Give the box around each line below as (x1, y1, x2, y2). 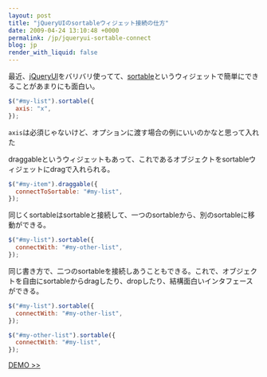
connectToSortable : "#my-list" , (15, 188, 124, 196)
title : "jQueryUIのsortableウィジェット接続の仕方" (8, 19, 169, 27)
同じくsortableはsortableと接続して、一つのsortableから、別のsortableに (8, 210, 249, 220)
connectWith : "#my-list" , (15, 339, 102, 347)
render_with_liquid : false (8, 49, 98, 56)
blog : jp (8, 41, 37, 49)
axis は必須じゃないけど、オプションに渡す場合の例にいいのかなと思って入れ (8, 127, 260, 137)
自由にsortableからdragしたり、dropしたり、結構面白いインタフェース (22, 276, 253, 286)
